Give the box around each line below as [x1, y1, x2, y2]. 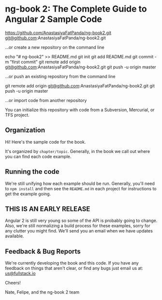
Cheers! [5, 280, 21, 286]
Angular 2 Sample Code [5, 14, 103, 25]
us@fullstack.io [5, 270, 36, 276]
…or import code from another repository [5, 97, 87, 103]
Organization [5, 126, 45, 134]
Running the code [5, 167, 59, 176]
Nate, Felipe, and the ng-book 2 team [5, 289, 80, 295]
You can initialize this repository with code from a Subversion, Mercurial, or [5, 107, 155, 113]
